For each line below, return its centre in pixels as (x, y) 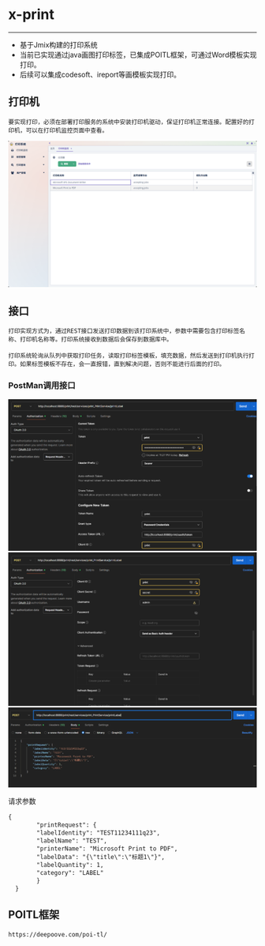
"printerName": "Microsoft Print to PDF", (107, 848)
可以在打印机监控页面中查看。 (67, 130)
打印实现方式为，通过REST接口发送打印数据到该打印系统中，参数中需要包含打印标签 (124, 331)
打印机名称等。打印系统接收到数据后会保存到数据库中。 (96, 340)
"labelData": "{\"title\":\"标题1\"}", (101, 857)
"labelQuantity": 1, (70, 865)
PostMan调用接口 (42, 386)
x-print (32, 15)
